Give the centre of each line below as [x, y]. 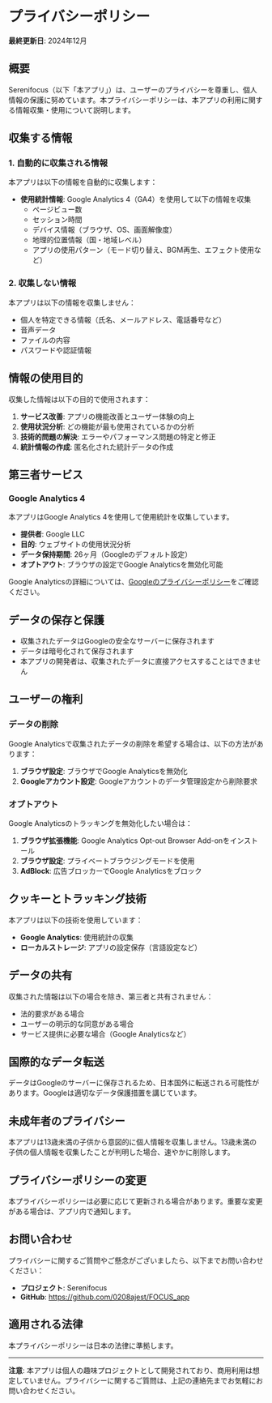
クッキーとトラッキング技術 [78, 899]
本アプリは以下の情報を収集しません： [72, 302]
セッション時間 [57, 220]
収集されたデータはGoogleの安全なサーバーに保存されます [117, 641]
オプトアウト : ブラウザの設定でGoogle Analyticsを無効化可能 [121, 565]
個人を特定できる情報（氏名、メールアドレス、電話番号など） [123, 319]
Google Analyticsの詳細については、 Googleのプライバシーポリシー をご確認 [134, 582]
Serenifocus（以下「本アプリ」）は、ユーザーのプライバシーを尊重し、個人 [133, 89]
